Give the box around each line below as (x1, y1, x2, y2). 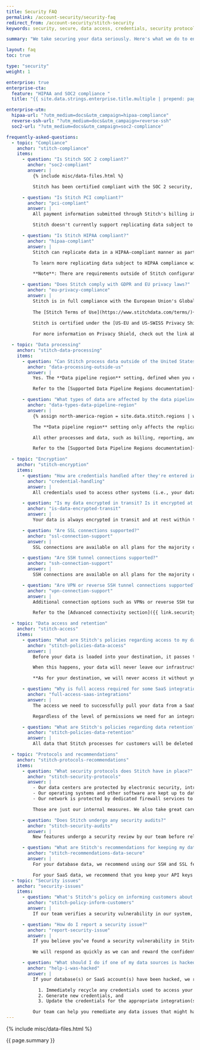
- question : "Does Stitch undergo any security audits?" (21, 817, 167, 823)
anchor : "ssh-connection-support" (27, 561, 113, 567)
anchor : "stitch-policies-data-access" (27, 642, 127, 648)
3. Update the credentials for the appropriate (37, 998, 159, 1004)
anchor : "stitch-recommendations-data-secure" (27, 850, 145, 856)
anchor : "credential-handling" (27, 478, 105, 484)
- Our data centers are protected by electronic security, (32, 785, 183, 791)
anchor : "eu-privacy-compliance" (27, 287, 111, 293)
